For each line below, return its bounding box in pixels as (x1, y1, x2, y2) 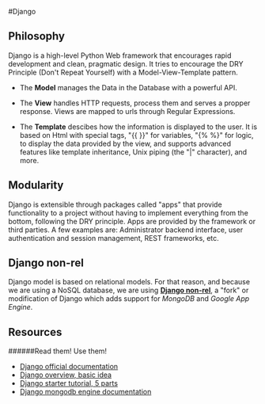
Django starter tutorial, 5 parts (19, 379, 119, 388)
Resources (8, 325, 62, 339)
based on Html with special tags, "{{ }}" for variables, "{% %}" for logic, (19, 130, 255, 139)
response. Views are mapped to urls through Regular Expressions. (19, 106, 236, 116)
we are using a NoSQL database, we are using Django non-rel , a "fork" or (8, 285, 249, 295)
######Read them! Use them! (8, 346, 108, 356)
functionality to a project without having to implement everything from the (8, 208, 249, 217)
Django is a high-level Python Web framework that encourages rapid (8, 51, 232, 60)
